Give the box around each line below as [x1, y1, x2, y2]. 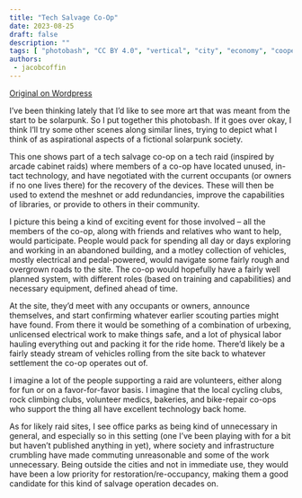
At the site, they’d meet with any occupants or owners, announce [9, 300, 250, 310]
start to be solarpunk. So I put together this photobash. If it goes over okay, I [9, 114, 292, 126]
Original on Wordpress [9, 87, 93, 99]
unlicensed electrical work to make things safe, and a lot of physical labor [9, 328, 282, 339]
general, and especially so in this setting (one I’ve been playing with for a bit [9, 430, 291, 441]
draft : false [9, 30, 58, 39]
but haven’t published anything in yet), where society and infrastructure [9, 440, 275, 450]
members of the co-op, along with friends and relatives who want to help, [9, 225, 282, 236]
